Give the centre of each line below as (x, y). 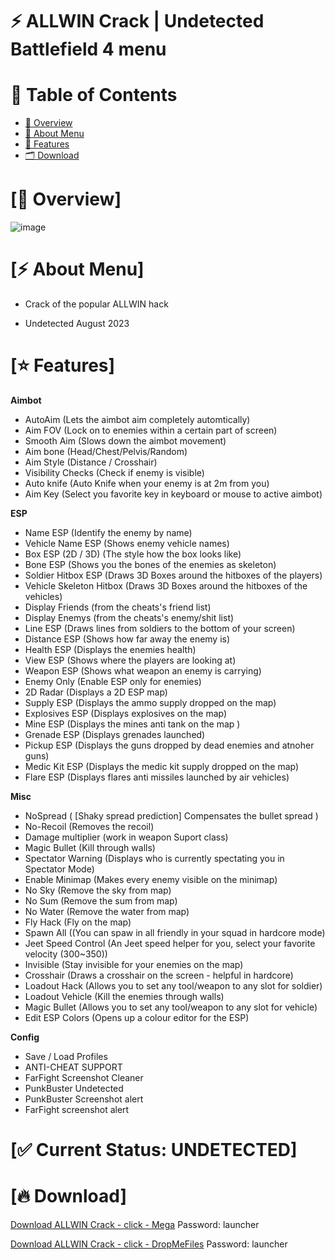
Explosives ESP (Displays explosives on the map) (126, 713)
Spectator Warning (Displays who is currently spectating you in (154, 858)
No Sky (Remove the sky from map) (98, 890)
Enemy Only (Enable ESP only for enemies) (113, 681)
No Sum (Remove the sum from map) (101, 900)
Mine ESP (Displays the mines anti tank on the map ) (132, 724)
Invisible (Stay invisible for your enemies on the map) (134, 964)
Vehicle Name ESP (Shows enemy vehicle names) (127, 543)
